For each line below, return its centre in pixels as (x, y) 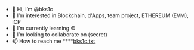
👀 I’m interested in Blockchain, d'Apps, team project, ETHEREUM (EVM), (100, 15)
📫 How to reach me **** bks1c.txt (53, 41)
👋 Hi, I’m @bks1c (32, 9)
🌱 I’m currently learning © (44, 28)
